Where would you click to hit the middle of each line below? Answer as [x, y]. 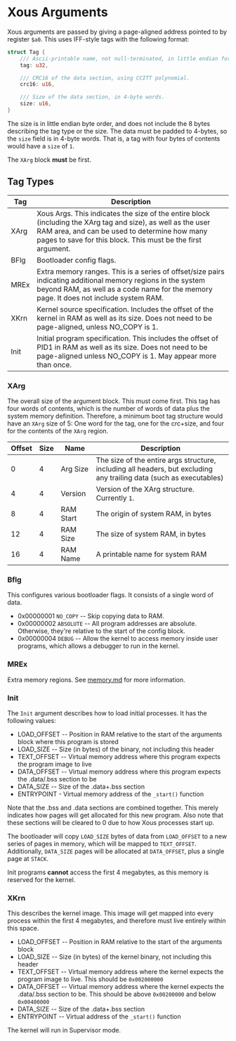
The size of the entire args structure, [156, 460]
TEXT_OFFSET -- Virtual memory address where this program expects [119, 756]
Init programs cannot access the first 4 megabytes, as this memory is [108, 872]
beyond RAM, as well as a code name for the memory [125, 289]
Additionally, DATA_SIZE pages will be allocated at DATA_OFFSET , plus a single [116, 851]
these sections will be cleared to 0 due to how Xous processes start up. [111, 822]
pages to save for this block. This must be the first [119, 240]
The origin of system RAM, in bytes [154, 514]
